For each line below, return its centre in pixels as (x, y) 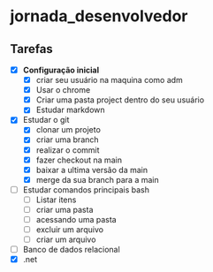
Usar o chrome (63, 90)
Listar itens (56, 200)
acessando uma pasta (76, 219)
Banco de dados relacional (71, 250)
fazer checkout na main (79, 160)
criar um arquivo (66, 239)
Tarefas (32, 49)
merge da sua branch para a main (97, 179)
